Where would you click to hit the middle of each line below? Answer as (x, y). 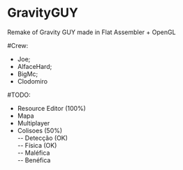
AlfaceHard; (35, 66)
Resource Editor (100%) (51, 108)
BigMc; (28, 74)
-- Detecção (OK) (43, 138)
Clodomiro (32, 81)
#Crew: (18, 45)
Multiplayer (34, 123)
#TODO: (19, 95)
